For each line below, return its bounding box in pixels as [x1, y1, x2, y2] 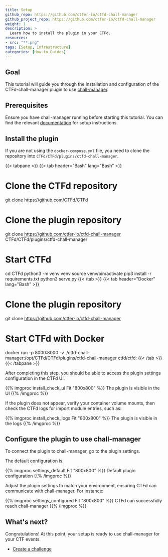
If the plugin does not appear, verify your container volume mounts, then [5, 400, 155, 406]
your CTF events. [5, 536, 41, 542]
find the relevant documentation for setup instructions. [5, 120, 118, 126]
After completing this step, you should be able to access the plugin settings [5, 370, 161, 376]
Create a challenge [12, 546, 52, 552]
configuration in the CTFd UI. [5, 375, 65, 381]
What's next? [5, 517, 48, 526]
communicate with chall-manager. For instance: [5, 488, 104, 494]
